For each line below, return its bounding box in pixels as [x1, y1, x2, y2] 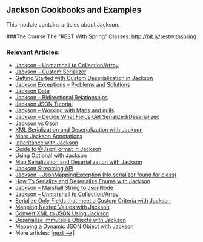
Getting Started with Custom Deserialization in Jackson [15, 75, 153, 82]
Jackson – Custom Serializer [15, 68, 87, 75]
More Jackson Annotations [15, 133, 83, 140]
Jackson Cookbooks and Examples [6, 5, 142, 15]
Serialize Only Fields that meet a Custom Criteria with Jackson [15, 197, 171, 204]
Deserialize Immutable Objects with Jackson [15, 217, 126, 224]
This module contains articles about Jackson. [6, 21, 120, 28]
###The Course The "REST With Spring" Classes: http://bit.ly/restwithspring [6, 33, 197, 40]
